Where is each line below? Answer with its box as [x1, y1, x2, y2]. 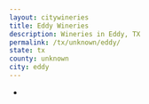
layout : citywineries [9, 12, 90, 22]
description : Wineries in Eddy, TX [9, 29, 141, 38]
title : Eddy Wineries [9, 21, 90, 30]
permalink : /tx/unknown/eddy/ [9, 37, 122, 47]
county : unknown [9, 54, 69, 63]
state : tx [9, 46, 46, 55]
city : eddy [9, 63, 50, 72]
